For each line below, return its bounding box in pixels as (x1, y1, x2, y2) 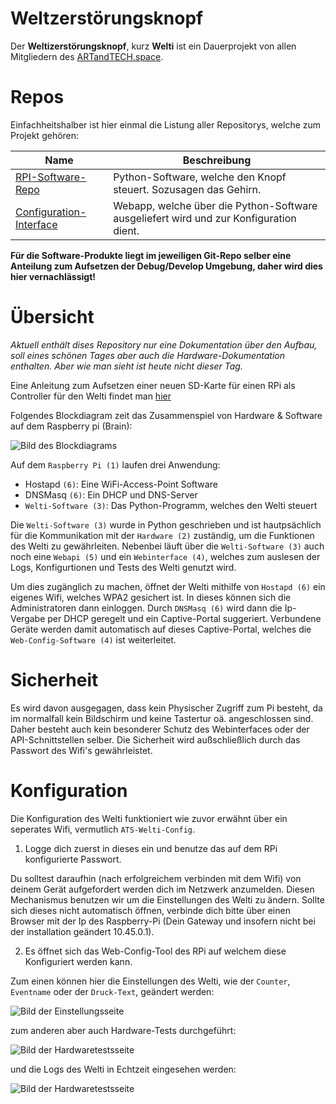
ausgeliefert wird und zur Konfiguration (113, 211, 297, 225)
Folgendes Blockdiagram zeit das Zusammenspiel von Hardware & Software (10, 409, 323, 421)
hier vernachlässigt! (10, 270, 97, 282)
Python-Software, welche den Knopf (113, 170, 287, 184)
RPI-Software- (15, 170, 87, 184)
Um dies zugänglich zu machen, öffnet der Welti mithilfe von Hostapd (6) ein (10, 580, 326, 592)
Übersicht (10, 306, 95, 329)
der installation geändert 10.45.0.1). (10, 925, 155, 937)
